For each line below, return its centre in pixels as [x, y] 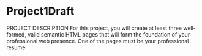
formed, [16, 34]
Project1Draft [40, 11]
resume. [17, 47]
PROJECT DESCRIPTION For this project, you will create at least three [94, 28]
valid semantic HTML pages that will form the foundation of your [109, 34]
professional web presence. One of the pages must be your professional [98, 41]
